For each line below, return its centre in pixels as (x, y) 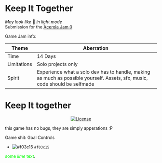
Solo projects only (57, 64)
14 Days (47, 56)
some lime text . (20, 156)
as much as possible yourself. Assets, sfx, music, (92, 78)
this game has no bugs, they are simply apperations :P (59, 128)
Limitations (20, 64)
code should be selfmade (66, 84)
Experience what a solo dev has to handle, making (94, 72)
